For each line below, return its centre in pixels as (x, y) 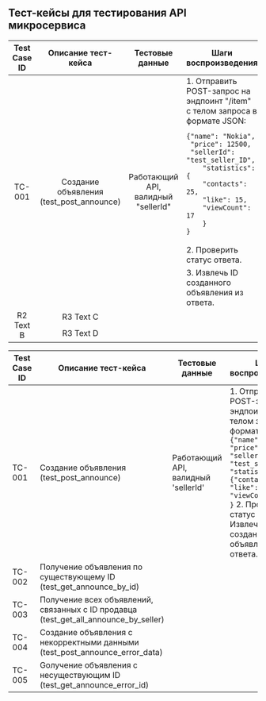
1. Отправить (211, 81)
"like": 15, (225, 199)
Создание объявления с (86, 632)
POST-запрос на (218, 91)
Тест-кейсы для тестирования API (98, 13)
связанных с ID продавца (88, 609)
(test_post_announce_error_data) (101, 652)
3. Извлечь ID (212, 272)
